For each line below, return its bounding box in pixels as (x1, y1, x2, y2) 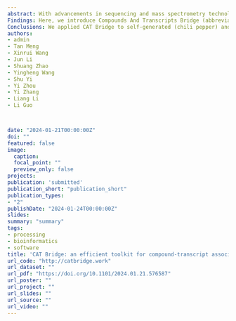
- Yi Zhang (7, 89, 39, 96)
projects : (7, 173, 37, 180)
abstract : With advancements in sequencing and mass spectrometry (7, 10, 206, 18)
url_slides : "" (7, 289, 52, 297)
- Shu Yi (7, 75, 33, 83)
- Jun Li (7, 56, 33, 63)
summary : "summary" (7, 218, 65, 225)
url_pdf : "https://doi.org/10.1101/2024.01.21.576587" (7, 270, 171, 277)
